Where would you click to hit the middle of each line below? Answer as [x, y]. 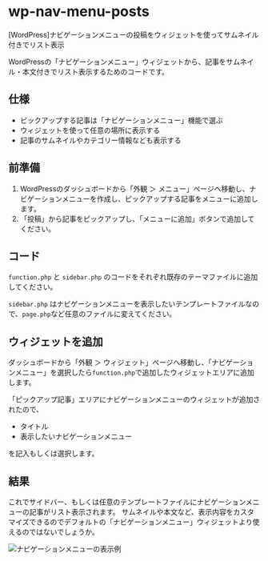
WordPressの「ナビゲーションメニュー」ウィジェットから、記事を [117, 62]
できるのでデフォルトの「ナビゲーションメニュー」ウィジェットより [141, 522]
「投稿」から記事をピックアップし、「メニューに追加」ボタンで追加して [137, 218]
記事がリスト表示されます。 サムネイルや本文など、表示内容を [131, 512]
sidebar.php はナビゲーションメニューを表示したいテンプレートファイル [127, 304]
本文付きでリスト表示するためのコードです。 [96, 71]
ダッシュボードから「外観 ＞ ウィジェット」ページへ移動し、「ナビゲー [124, 363]
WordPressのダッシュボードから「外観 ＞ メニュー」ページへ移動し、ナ [138, 188]
